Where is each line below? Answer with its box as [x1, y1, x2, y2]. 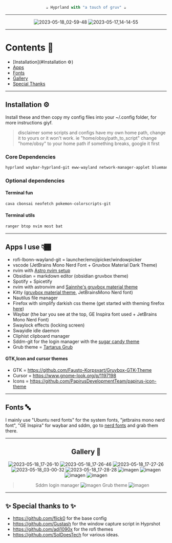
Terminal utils [5, 212, 35, 219]
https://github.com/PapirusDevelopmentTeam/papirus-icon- [30, 378, 157, 384]
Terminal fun [5, 190, 33, 196]
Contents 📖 [5, 42, 54, 53]
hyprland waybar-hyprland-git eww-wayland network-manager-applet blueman [5, 165, 168, 170]
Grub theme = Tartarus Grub [12, 343, 73, 350]
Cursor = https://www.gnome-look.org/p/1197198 [12, 372, 117, 378]
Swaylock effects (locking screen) [12, 322, 85, 328]
